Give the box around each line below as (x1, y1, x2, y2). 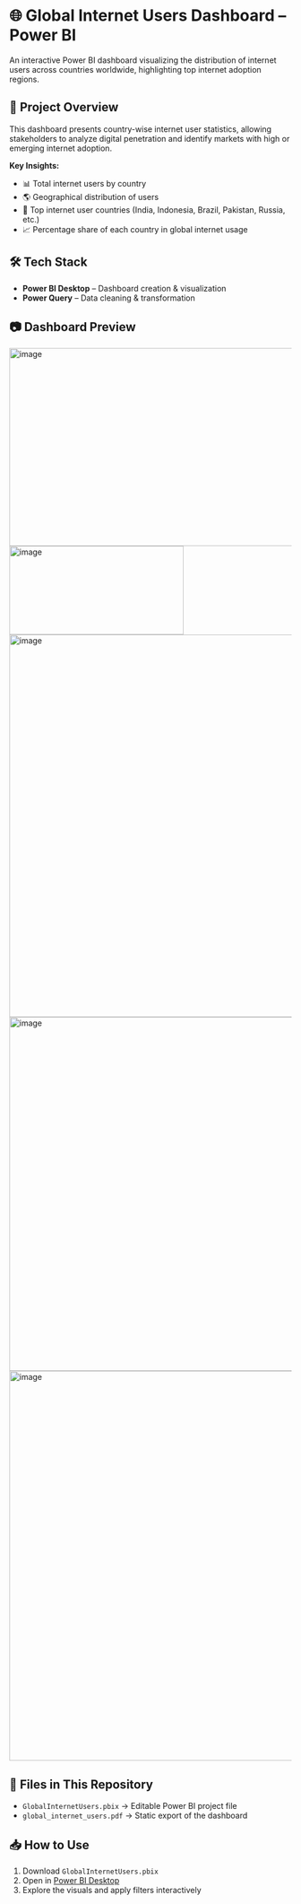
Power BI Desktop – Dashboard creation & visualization (21, 283, 227, 293)
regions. (9, 74, 40, 84)
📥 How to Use (9, 1837, 90, 1853)
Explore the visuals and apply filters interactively (21, 1885, 202, 1895)
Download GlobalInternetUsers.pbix (21, 1865, 159, 1876)
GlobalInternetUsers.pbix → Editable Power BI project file (21, 1801, 237, 1812)
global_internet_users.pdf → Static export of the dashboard (21, 1810, 248, 1821)
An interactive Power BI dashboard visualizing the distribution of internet (9, 55, 277, 66)
